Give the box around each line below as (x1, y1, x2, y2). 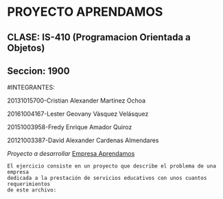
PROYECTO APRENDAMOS (7, 4, 163, 20)
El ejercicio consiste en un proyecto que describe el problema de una (7, 163, 216, 170)
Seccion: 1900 (7, 65, 70, 77)
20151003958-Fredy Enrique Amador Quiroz (7, 123, 132, 131)
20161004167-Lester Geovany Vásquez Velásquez (7, 110, 149, 118)
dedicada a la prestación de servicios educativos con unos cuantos (7, 175, 207, 182)
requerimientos (7, 181, 51, 188)
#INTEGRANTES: (7, 83, 55, 92)
